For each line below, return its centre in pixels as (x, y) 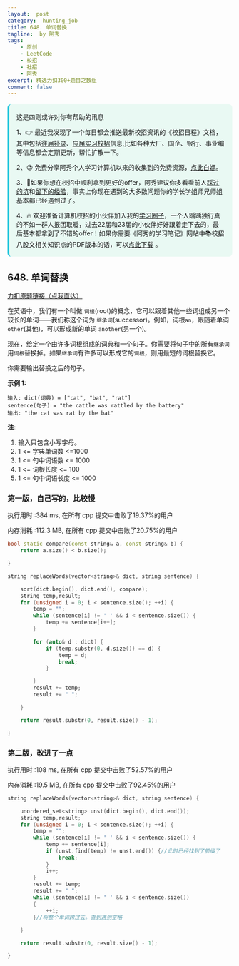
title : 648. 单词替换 (37, 27)
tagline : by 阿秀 (34, 34)
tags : (15, 41)
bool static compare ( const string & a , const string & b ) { (95, 544)
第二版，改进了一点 (40, 753)
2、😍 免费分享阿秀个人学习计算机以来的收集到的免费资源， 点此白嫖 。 (119, 168)
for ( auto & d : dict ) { (68, 642)
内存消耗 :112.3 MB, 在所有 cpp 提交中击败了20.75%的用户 (93, 530)
